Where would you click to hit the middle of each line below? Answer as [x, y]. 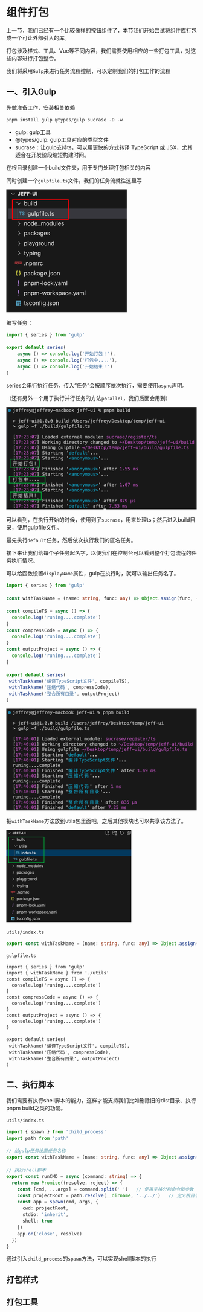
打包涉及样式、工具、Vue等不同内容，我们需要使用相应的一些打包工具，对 [99, 50]
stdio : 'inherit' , [45, 1215]
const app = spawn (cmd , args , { [58, 1202]
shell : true [37, 1221]
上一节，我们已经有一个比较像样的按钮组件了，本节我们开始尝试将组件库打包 [101, 30]
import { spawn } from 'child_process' [56, 1132]
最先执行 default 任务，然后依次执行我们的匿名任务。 [72, 540]
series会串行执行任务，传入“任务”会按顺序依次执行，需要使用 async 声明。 [97, 385]
